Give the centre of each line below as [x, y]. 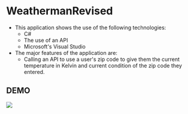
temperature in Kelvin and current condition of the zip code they [103, 65]
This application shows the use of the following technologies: [90, 27]
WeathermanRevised [60, 11]
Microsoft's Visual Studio [54, 47]
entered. [34, 72]
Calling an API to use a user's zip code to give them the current [102, 59]
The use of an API [46, 40]
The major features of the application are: [66, 53]
